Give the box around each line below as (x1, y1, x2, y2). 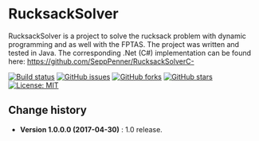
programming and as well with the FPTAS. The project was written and (8, 39, 240, 49)
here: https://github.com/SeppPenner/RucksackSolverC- (8, 57, 194, 66)
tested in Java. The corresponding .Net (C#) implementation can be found (8, 48, 252, 57)
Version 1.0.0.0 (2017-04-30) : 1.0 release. (19, 124, 163, 134)
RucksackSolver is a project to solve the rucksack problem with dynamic (8, 31, 247, 41)
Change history (8, 104, 88, 117)
